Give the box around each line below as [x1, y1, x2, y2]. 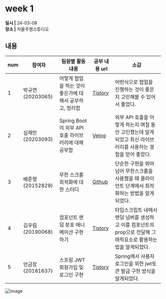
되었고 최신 [115, 136, 139, 143]
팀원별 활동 [61, 58, 86, 65]
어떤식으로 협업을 [115, 79, 153, 85]
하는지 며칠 [125, 121, 150, 128]
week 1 [5, 3, 34, 14]
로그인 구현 [59, 271, 84, 278]
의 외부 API [59, 124, 84, 131]
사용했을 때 [115, 175, 139, 182]
